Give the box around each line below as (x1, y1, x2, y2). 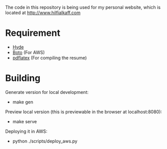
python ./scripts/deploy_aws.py (12, 138, 78, 144)
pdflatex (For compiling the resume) (12, 55, 87, 61)
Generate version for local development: (5, 89, 89, 95)
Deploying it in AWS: (5, 128, 48, 134)
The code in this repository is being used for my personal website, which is (5, 5, 161, 10)
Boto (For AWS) (12, 49, 45, 55)
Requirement (5, 27, 60, 39)
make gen (12, 98, 34, 105)
